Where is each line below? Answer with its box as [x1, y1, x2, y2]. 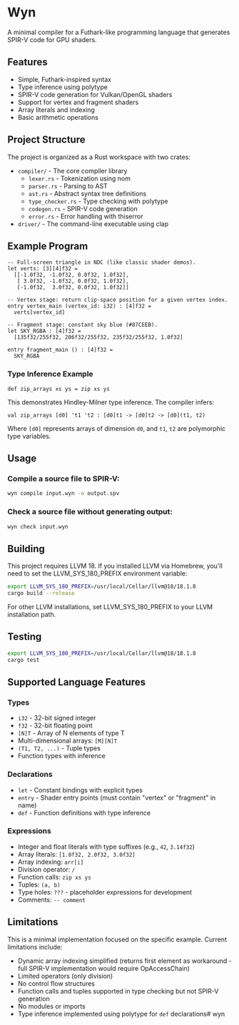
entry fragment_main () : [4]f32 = [7, 347, 113, 354]
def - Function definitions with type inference [17, 808, 151, 817]
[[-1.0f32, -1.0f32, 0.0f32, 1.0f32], [14, 272, 130, 279]
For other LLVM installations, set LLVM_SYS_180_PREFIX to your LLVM [7, 602, 213, 611]
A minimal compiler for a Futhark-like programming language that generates [7, 28, 230, 36]
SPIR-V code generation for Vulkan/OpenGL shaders [17, 90, 173, 98]
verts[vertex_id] [14, 309, 66, 316]
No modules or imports [17, 1001, 86, 1010]
